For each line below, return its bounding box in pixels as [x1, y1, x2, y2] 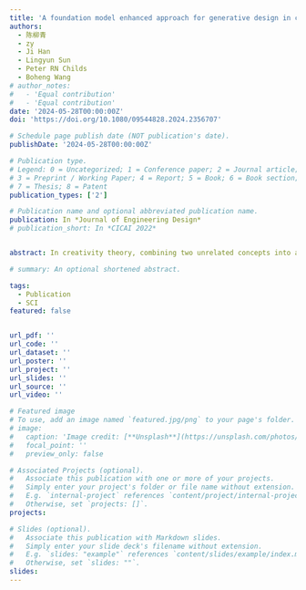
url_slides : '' [9, 373, 67, 383]
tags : [9, 281, 30, 290]
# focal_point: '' [9, 440, 88, 450]
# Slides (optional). [9, 524, 92, 533]
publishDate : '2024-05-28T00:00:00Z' [9, 140, 153, 150]
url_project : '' [9, 365, 71, 374]
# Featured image [9, 407, 76, 416]
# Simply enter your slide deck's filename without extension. [9, 542, 262, 551]
